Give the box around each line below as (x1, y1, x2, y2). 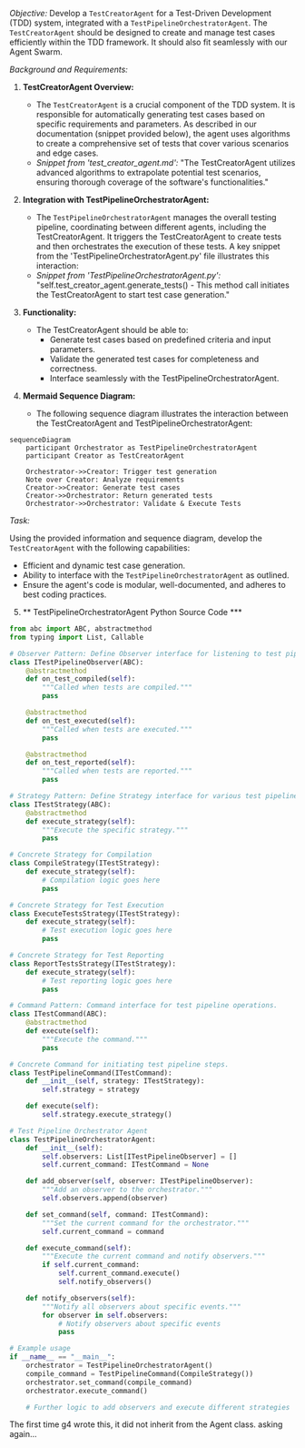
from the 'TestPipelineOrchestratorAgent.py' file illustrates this (35, 250, 270, 261)
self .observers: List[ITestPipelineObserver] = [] (42, 1151, 238, 1161)
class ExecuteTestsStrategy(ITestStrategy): (9, 909, 181, 918)
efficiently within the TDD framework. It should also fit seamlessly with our (9, 36, 288, 47)
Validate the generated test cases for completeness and (49, 354, 260, 364)
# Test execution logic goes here (42, 926, 172, 936)
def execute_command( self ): (25, 1243, 132, 1252)
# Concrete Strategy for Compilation (9, 850, 152, 859)
